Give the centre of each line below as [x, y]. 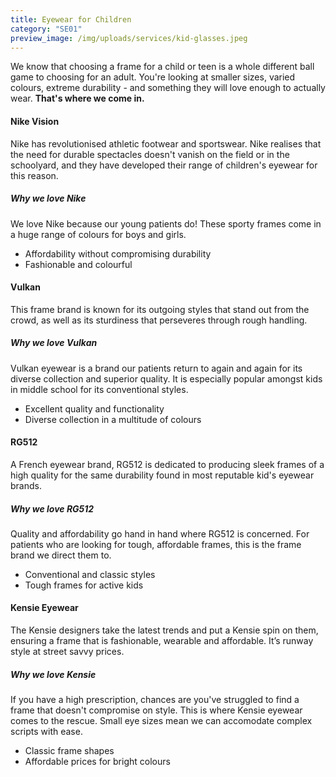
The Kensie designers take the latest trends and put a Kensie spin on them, [164, 630]
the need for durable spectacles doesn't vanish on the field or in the [150, 154]
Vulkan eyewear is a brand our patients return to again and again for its [156, 368]
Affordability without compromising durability [118, 253]
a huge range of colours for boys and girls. [98, 234]
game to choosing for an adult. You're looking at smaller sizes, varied [153, 77]
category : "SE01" [46, 29]
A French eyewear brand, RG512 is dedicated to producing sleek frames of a [167, 464]
